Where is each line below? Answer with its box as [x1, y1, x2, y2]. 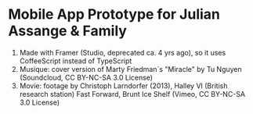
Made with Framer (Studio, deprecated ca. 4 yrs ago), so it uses [19, 48, 226, 57]
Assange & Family [8, 22, 128, 40]
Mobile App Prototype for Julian [8, 5, 221, 23]
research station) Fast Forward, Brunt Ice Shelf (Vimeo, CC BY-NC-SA [19, 89, 245, 98]
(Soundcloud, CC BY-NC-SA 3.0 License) [19, 73, 154, 82]
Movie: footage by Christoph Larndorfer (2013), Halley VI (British [19, 80, 228, 91]
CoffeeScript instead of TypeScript [19, 56, 132, 66]
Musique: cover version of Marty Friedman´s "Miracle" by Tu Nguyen [19, 64, 243, 73]
